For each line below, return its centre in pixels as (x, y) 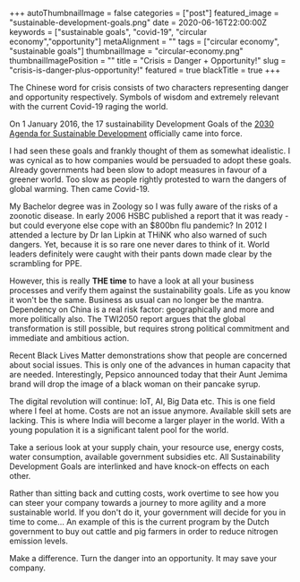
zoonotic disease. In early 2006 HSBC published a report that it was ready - (149, 216)
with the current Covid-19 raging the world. (89, 106)
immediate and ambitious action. (69, 338)
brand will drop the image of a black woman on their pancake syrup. (135, 384)
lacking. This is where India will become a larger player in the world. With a (147, 420)
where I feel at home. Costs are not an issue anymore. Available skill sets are (150, 411)
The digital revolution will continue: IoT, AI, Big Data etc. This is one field (142, 401)
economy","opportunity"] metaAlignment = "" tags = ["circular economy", (145, 41)
